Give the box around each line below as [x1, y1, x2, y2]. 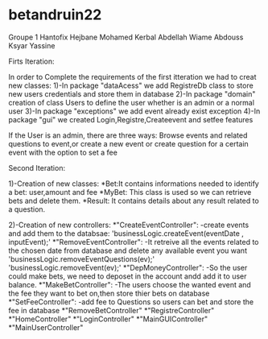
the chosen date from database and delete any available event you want [8, 246, 248, 255]
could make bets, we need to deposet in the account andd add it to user [8, 271, 247, 281]
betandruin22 [8, 6, 102, 24]
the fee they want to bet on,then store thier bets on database [8, 288, 210, 298]
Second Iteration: [8, 163, 66, 172]
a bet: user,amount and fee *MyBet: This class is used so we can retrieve [8, 187, 252, 196]
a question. [8, 204, 46, 214]
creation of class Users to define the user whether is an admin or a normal [8, 97, 255, 107]
